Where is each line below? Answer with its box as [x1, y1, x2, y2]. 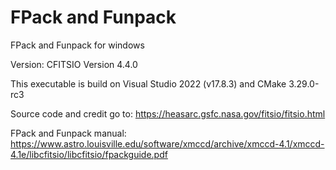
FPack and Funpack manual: [10, 127, 127, 139]
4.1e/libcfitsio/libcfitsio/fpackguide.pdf [10, 148, 168, 160]
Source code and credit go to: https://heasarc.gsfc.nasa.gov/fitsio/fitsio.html [10, 107, 326, 120]
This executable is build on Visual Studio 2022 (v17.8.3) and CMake [10, 77, 287, 90]
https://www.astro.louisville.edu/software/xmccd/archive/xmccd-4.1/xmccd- [10, 137, 325, 150]
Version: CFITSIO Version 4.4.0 [10, 58, 138, 70]
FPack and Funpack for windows [10, 39, 145, 51]
